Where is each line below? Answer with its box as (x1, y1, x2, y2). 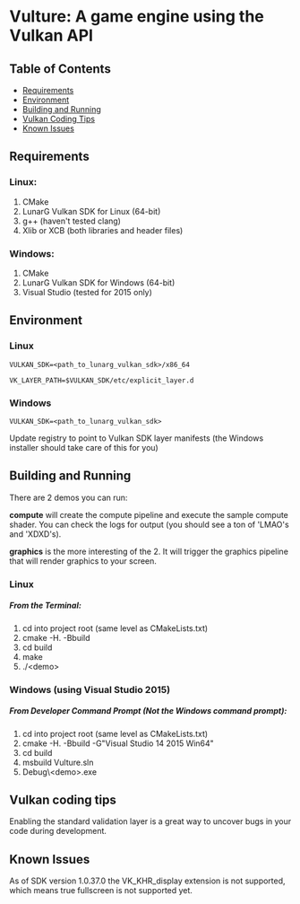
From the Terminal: (9, 600, 82, 611)
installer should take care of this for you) (9, 442, 159, 452)
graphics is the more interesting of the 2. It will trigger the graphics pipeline (9, 546, 289, 557)
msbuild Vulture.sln (21, 757, 94, 768)
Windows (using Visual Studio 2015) (9, 683, 171, 696)
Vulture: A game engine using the (9, 6, 264, 27)
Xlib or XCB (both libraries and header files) (21, 224, 184, 235)
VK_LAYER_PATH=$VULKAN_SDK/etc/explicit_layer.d (9, 375, 194, 385)
